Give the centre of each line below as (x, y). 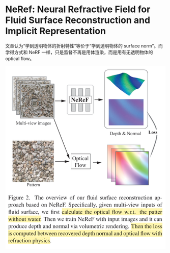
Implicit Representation (55, 31)
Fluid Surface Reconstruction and (78, 20)
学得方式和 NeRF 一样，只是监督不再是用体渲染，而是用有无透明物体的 (79, 52)
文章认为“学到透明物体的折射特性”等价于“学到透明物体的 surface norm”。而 (84, 46)
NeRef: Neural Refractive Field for (78, 9)
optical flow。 (20, 58)
